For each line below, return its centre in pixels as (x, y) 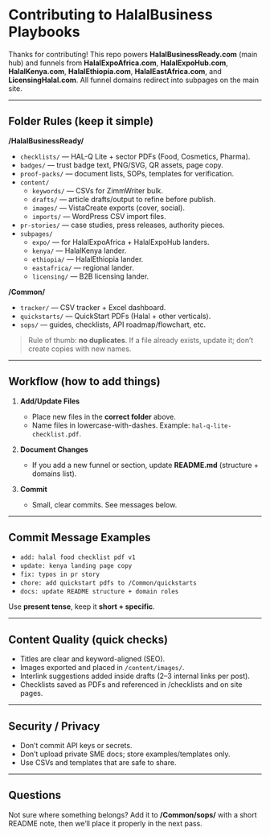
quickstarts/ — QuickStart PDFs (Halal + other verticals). (115, 316)
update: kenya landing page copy (76, 566)
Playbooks (44, 32)
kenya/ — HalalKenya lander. (79, 250)
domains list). (54, 474)
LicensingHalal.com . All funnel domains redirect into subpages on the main (134, 80)
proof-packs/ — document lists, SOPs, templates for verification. (127, 173)
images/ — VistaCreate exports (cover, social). (108, 208)
